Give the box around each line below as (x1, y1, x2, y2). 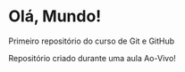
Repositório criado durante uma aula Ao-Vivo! (8, 52, 176, 63)
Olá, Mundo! (8, 6, 102, 27)
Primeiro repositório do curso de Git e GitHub (8, 36, 175, 46)
